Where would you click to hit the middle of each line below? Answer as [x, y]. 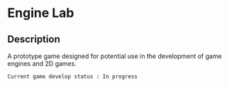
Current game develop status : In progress [73, 76]
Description [34, 39]
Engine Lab [41, 13]
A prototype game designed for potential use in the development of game [114, 56]
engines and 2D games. [42, 64]
